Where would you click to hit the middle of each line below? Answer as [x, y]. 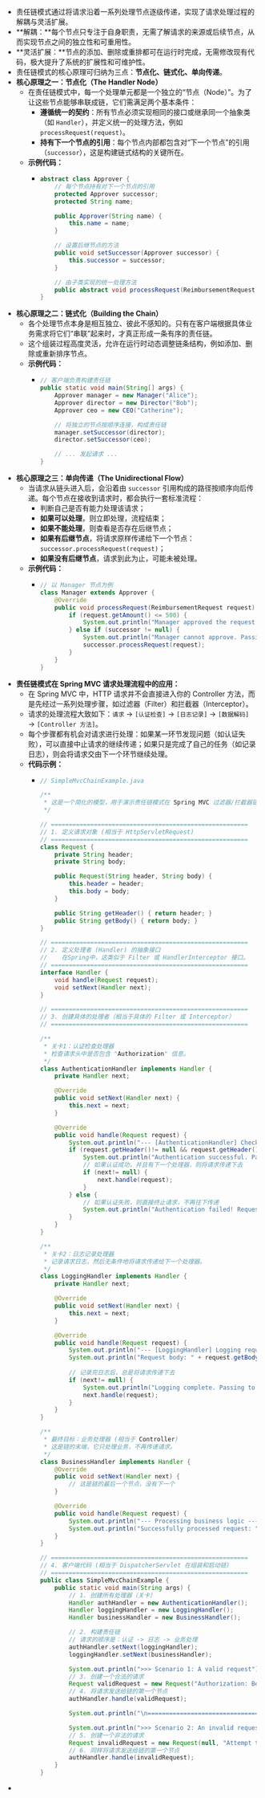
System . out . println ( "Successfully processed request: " [164, 1528]
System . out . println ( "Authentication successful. [165, 1158]
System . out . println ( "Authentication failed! [159, 1210]
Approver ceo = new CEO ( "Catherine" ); [119, 410]
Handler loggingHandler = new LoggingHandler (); [151, 1610]
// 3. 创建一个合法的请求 [106, 1677]
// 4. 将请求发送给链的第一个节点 [118, 1692]
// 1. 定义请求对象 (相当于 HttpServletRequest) [117, 832]
